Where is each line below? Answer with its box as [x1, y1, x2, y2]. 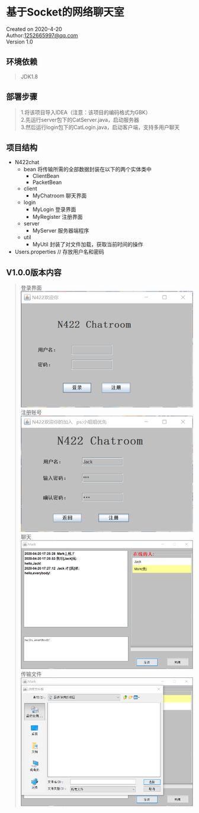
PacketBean [32, 179, 62, 186]
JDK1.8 [20, 73, 38, 80]
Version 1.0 [6, 38, 33, 45]
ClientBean [32, 172, 60, 180]
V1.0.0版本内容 [6, 267, 62, 277]
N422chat [14, 159, 40, 166]
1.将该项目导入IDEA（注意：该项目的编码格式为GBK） [20, 108, 151, 116]
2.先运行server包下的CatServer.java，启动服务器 [20, 116, 139, 123]
